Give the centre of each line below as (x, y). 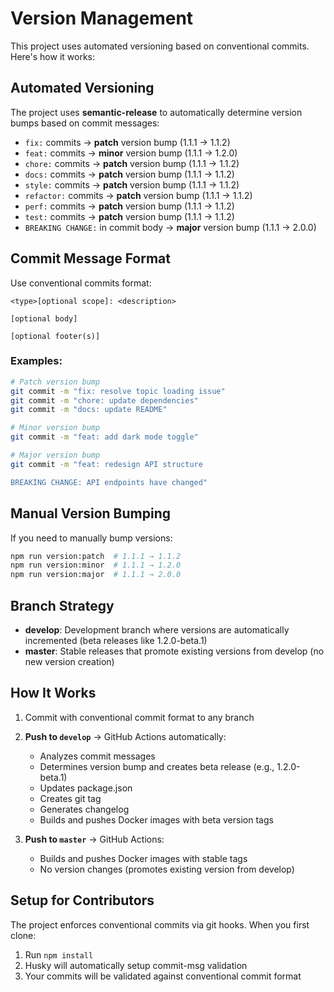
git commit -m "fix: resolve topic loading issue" (118, 391)
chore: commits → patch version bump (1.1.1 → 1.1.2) (132, 163)
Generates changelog (84, 809)
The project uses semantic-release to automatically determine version (156, 112)
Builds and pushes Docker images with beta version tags (156, 819)
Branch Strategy (62, 605)
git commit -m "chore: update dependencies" (104, 400)
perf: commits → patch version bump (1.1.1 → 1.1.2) (129, 206)
